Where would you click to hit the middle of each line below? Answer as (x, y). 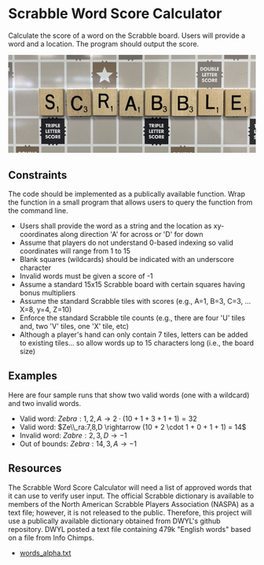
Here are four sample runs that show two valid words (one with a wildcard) (129, 395)
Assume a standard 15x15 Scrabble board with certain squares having (132, 285)
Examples (33, 376)
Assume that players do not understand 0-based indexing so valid (126, 243)
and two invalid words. (45, 403)
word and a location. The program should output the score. (104, 43)
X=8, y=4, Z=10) (46, 310)
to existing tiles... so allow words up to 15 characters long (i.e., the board (136, 343)
